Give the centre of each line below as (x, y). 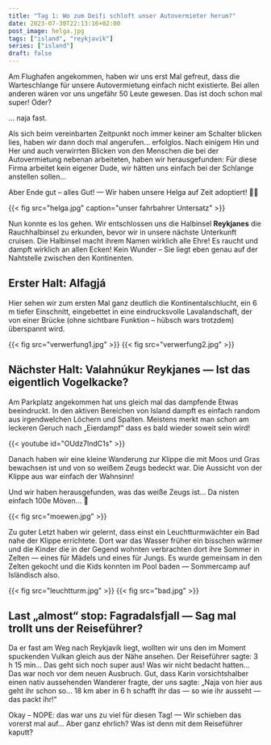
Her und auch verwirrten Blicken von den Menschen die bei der (114, 151)
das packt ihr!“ (33, 700)
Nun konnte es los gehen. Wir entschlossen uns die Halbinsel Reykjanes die (135, 224)
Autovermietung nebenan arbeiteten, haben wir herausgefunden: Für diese (133, 159)
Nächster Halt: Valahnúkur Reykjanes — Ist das (129, 370)
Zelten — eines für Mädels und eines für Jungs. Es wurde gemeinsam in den (135, 557)
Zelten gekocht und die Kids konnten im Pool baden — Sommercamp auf (129, 566)
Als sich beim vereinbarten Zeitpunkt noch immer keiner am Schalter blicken (135, 133)
